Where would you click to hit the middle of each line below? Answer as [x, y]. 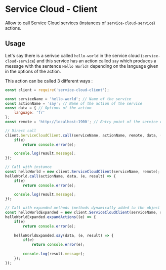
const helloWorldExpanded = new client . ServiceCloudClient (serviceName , [82, 213]
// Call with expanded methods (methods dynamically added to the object [83, 208]
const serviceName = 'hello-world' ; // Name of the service [68, 99]
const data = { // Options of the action [48, 108]
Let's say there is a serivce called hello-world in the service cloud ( [74, 55]
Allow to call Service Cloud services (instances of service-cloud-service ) [80, 23]
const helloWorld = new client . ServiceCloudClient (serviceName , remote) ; [83, 172]
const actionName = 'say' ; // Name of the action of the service [74, 103]
